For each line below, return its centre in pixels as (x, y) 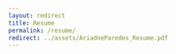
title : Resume (32, 23)
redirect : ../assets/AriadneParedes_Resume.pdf (88, 38)
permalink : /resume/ (42, 30)
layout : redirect (37, 15)
